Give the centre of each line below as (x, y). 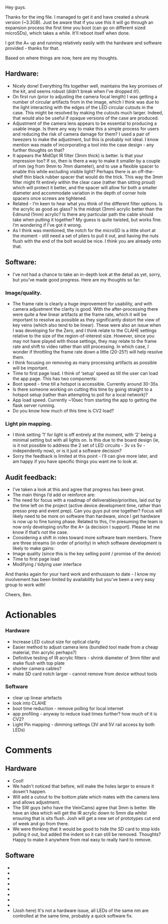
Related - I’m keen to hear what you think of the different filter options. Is (88, 203)
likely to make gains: (34, 548)
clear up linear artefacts (37, 697)
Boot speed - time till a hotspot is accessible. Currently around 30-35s (85, 384)
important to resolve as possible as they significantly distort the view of (86, 320)
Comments (29, 750)
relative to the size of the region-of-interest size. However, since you (83, 336)
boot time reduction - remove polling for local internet (68, 708)
